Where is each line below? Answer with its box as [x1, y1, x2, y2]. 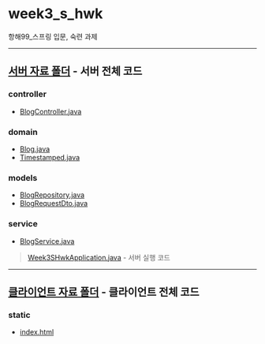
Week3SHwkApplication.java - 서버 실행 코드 [27, 252, 171, 262]
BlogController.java [19, 107, 82, 116]
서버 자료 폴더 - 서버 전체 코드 [8, 65, 143, 78]
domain [8, 126, 38, 137]
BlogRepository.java [19, 190, 85, 200]
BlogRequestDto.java [19, 199, 88, 208]
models [8, 172, 38, 183]
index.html [19, 327, 54, 337]
